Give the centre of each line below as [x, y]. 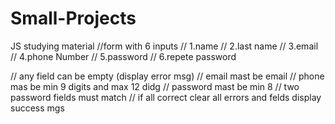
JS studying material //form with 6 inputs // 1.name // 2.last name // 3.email [164, 46]
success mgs [37, 108]
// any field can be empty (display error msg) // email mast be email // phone [167, 76]
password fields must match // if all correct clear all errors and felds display [166, 97]
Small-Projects [73, 18]
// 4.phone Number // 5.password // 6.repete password [123, 56]
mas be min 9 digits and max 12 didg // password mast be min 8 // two [155, 86]
